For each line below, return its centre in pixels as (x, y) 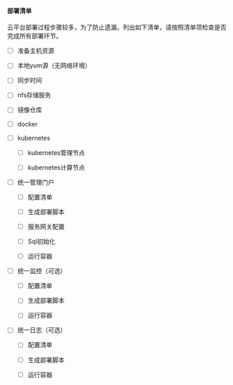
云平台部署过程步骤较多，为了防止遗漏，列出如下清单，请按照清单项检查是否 (117, 27)
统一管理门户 (35, 182)
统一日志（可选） (42, 330)
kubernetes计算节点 (56, 167)
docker (27, 124)
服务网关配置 (46, 227)
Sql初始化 (41, 241)
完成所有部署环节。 (35, 36)
